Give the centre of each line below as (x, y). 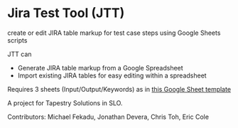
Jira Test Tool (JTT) (66, 13)
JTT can (20, 54)
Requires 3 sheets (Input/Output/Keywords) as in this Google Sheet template (119, 89)
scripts (17, 40)
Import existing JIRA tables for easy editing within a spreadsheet (112, 75)
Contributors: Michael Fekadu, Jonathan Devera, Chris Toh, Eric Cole (108, 117)
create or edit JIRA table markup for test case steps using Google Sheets (114, 33)
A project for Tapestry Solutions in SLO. (65, 103)
